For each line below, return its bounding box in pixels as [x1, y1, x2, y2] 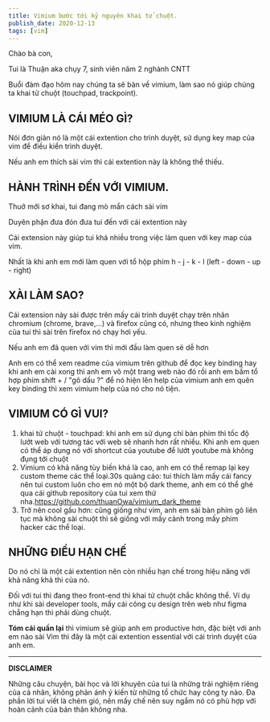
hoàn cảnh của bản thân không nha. [8, 704, 128, 715]
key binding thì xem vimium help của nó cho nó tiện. [8, 383, 181, 394]
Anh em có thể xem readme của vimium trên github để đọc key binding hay [8, 358, 257, 368]
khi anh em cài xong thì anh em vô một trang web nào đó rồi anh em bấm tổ [8, 366, 259, 376]
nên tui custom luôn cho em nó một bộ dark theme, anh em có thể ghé [19, 479, 254, 489]
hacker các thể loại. [19, 522, 86, 532]
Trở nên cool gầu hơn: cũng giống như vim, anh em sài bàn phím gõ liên [19, 505, 258, 515]
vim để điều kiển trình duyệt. [8, 141, 103, 151]
